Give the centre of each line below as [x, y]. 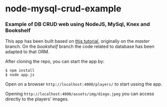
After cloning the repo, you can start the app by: [55, 61]
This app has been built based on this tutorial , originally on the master [77, 41]
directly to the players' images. [37, 99]
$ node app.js [20, 75]
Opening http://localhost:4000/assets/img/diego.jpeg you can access [80, 94]
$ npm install [20, 71]
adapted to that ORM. [27, 52]
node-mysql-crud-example [63, 9]
